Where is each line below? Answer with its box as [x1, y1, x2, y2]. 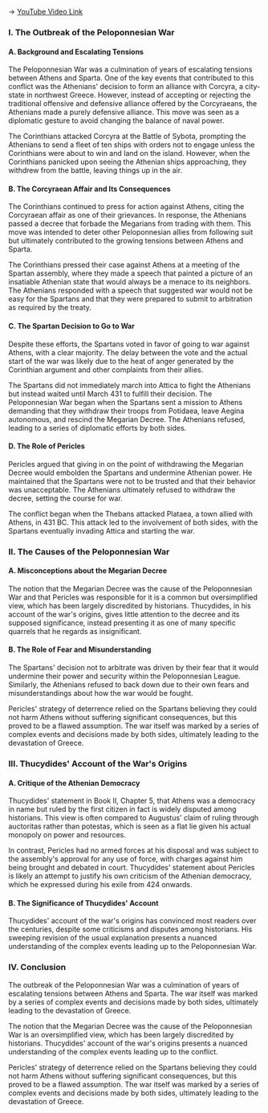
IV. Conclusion [8, 962, 67, 973]
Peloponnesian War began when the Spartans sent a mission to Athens [8, 397, 243, 407]
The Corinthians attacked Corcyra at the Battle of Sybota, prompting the [8, 132, 246, 141]
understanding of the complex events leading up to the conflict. [8, 1046, 218, 1056]
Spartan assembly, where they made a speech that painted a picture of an [8, 268, 253, 278]
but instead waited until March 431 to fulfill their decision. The [8, 389, 213, 399]
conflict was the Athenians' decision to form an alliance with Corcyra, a [8, 82, 243, 92]
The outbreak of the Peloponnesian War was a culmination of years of [8, 980, 239, 989]
